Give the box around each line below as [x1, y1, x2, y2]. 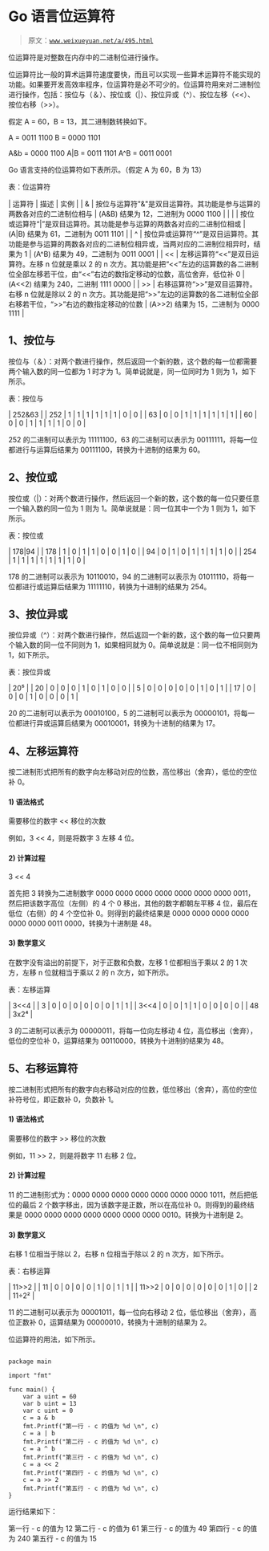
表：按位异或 [8, 667, 50, 677]
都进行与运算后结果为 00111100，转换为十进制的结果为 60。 [8, 445, 205, 454]
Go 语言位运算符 [8, 7, 115, 26]
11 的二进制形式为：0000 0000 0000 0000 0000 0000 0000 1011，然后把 [8, 1190, 251, 1200]
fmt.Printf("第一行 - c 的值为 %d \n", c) [22, 1423, 159, 1431]
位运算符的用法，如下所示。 [8, 1334, 100, 1345]
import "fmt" [8, 1372, 52, 1380]
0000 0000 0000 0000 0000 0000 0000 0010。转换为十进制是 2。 [23, 1210, 248, 1220]
